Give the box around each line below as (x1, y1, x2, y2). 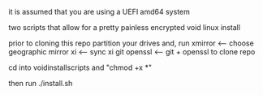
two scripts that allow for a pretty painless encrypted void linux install (8, 23, 241, 32)
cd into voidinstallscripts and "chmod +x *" (8, 63, 153, 72)
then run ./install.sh (8, 79, 73, 88)
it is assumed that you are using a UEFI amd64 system (8, 7, 191, 16)
